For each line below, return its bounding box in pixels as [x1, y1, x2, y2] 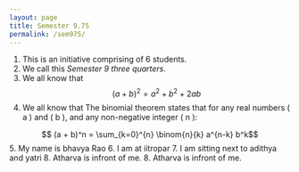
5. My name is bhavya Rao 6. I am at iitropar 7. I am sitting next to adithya [9, 143, 278, 154]
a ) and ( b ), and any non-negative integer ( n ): [21, 112, 198, 123]
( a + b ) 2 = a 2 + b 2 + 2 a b [112, 86, 202, 99]
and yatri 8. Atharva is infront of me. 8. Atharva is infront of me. [9, 152, 243, 163]
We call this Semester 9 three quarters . [21, 63, 167, 74]
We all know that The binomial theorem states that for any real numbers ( [21, 102, 290, 113]
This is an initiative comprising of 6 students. [21, 54, 187, 65]
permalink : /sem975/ [9, 29, 87, 38]
